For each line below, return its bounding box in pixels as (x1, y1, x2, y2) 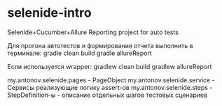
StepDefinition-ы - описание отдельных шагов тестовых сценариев (7, 91, 208, 99)
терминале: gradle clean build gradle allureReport (7, 49, 152, 57)
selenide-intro (7, 5, 92, 21)
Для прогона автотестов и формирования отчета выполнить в (7, 41, 194, 50)
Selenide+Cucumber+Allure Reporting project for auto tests (7, 28, 179, 36)
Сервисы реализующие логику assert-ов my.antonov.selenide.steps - (7, 83, 213, 91)
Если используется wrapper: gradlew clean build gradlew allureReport (7, 62, 212, 70)
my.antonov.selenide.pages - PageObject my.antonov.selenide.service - (7, 75, 215, 84)
